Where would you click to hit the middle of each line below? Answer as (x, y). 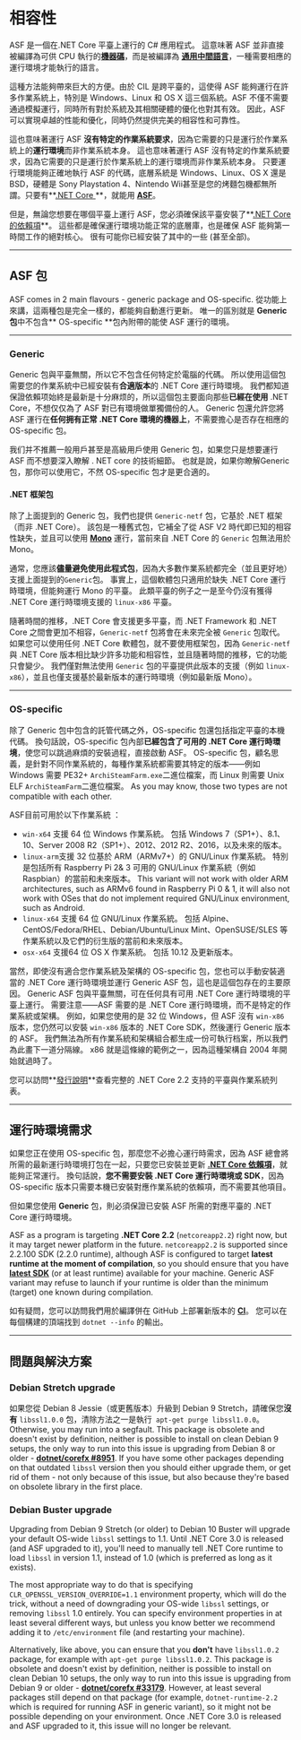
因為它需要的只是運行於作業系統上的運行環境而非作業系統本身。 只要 (151, 161)
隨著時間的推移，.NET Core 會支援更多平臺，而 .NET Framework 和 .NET (143, 621)
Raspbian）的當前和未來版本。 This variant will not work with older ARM (155, 879)
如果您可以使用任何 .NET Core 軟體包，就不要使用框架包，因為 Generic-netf (150, 644)
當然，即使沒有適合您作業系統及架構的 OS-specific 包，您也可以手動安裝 (143, 971)
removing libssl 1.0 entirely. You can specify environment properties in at (146, 1614)
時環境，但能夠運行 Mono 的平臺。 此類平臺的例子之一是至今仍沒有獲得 (141, 591)
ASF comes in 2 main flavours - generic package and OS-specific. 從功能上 (148, 299)
